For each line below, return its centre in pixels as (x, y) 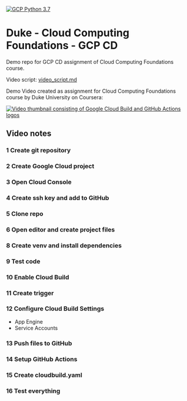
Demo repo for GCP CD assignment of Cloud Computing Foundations (90, 61)
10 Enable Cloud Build (38, 277)
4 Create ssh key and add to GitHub (58, 198)
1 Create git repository (39, 151)
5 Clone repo (25, 214)
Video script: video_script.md (42, 79)
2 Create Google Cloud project (50, 167)
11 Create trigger (30, 293)
